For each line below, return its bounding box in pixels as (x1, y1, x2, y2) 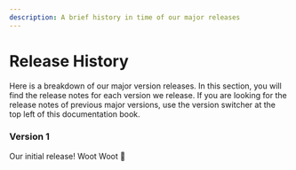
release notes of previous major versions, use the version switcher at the (9, 99, 276, 110)
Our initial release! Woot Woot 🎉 (9, 151, 126, 161)
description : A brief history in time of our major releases (9, 12, 241, 22)
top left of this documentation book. (9, 108, 140, 120)
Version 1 (9, 130, 51, 143)
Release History (9, 50, 129, 71)
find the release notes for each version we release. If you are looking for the (9, 89, 287, 100)
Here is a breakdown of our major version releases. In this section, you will (9, 81, 282, 91)
